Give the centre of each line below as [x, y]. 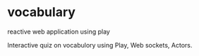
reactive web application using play [59, 31]
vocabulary [42, 12]
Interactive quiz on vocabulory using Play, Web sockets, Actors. [100, 45]
